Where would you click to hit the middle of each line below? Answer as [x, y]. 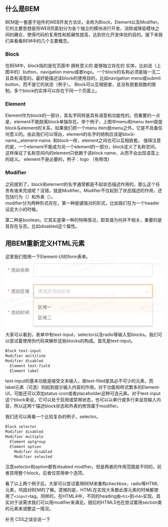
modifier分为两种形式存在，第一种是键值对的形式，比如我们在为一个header [82, 203]
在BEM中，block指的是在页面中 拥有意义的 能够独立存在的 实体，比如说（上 [83, 66]
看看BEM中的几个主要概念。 [43, 41]
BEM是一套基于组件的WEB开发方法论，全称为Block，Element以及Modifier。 [83, 22]
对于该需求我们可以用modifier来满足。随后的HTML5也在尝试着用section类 [86, 502]
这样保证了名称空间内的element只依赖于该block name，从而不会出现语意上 [82, 153]
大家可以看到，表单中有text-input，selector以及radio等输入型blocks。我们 [82, 335]
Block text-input [23, 351]
